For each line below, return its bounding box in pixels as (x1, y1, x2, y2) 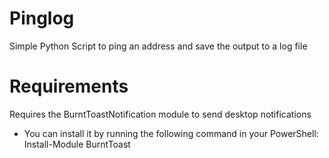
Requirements (9, 75, 129, 98)
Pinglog (9, 7, 75, 30)
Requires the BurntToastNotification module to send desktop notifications (9, 108, 312, 120)
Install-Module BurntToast (23, 138, 131, 150)
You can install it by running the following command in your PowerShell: (23, 127, 319, 139)
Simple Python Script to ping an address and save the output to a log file (9, 40, 308, 52)
